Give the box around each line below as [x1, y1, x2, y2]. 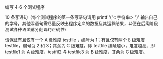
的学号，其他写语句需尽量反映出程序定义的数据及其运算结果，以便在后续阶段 [5, 21, 158, 26]
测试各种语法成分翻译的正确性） [5, 27, 69, 32]
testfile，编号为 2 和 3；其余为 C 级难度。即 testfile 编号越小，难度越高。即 [5, 43, 155, 48]
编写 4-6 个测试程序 [5, 4, 45, 10]
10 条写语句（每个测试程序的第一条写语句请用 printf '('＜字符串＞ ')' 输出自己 [5, 15, 158, 20]
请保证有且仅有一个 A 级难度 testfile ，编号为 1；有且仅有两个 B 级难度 [5, 37, 145, 43]
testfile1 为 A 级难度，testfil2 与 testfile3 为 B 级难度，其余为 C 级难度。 [5, 49, 147, 55]
